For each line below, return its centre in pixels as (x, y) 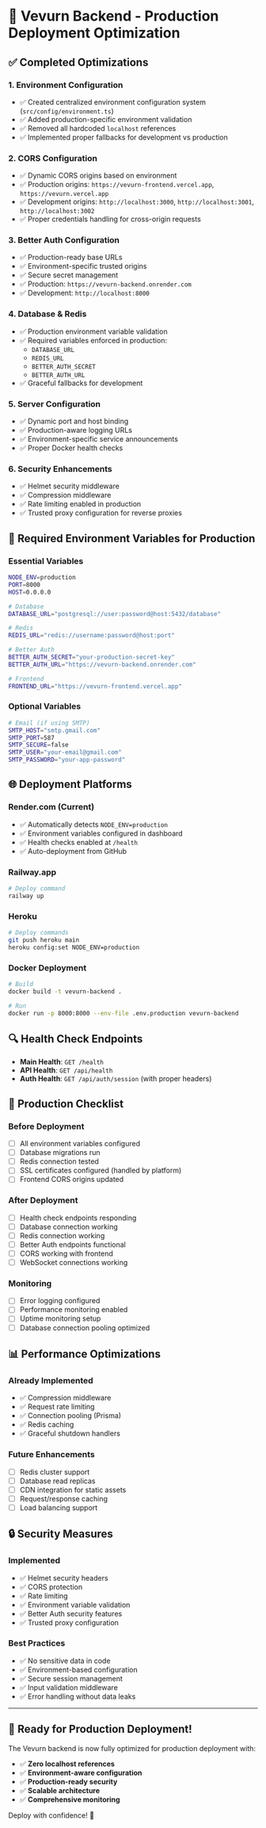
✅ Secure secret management (69, 275)
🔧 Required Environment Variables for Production (132, 538)
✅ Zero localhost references (67, 1764)
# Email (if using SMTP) (49, 723)
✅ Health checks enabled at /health (79, 842)
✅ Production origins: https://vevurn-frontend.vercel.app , (117, 185)
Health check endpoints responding (78, 1218)
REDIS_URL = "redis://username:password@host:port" (92, 636)
